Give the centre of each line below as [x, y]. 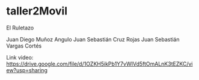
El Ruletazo [20, 28]
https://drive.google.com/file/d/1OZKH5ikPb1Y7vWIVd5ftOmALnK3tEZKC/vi [99, 64]
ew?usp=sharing [27, 70]
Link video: [20, 57]
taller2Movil [37, 11]
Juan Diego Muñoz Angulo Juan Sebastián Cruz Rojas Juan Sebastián [93, 39]
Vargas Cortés [24, 46]
